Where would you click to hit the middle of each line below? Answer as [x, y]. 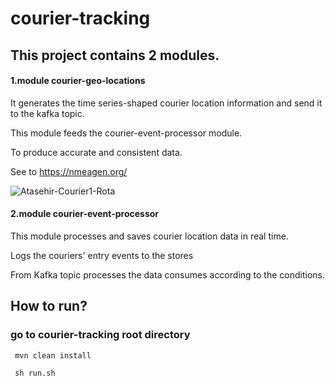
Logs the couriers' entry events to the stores [102, 255]
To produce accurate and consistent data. [96, 152]
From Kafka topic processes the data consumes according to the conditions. [167, 274]
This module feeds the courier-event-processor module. [126, 133]
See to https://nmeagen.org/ [69, 171]
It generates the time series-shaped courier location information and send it [166, 103]
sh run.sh [35, 373]
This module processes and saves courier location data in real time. [149, 236]
